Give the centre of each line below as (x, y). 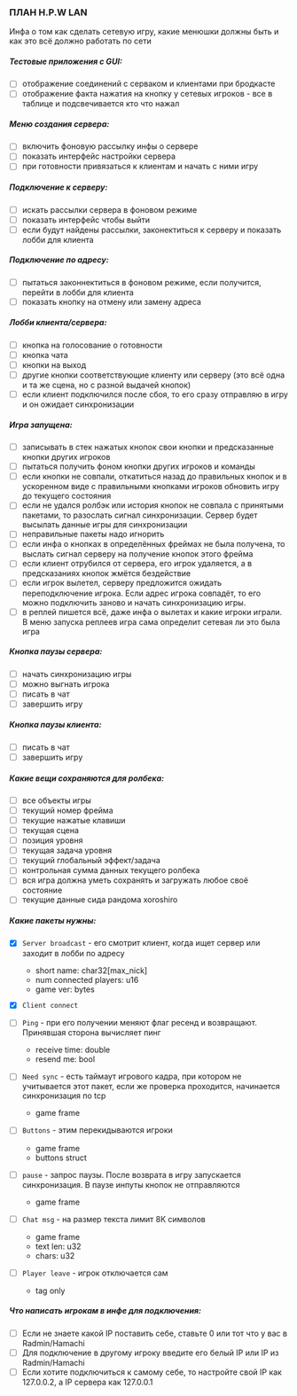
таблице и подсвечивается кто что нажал (101, 104)
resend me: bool (65, 1059)
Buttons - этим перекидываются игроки (97, 1130)
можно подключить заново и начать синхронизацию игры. (134, 602)
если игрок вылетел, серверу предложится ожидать (122, 583)
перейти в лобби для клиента (78, 292)
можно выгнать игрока (66, 683)
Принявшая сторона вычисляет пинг (91, 1033)
